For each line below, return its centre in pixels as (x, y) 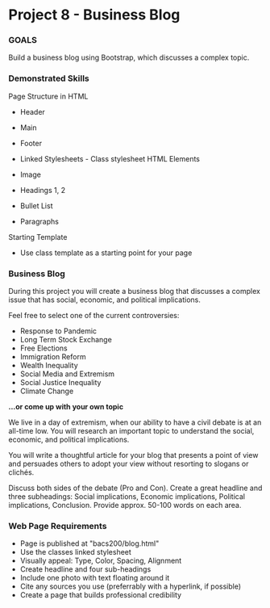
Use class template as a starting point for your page (106, 253)
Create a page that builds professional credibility (101, 595)
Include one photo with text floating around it (95, 578)
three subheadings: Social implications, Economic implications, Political (127, 497)
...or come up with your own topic (66, 407)
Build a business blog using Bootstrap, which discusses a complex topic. (129, 57)
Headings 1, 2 (43, 190)
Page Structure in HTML (48, 96)
